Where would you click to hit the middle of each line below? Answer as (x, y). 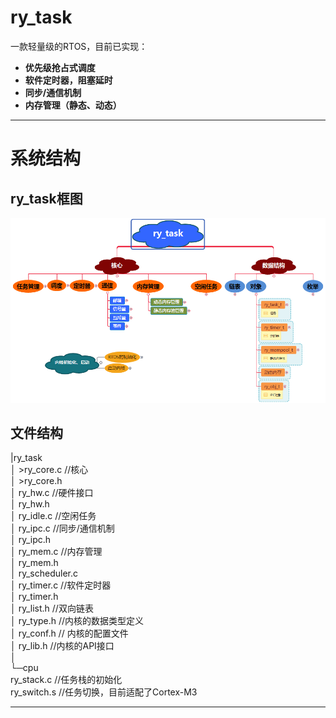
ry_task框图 (46, 198)
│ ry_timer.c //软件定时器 (61, 585)
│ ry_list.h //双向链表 (52, 608)
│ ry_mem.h (34, 563)
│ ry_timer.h (34, 597)
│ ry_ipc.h (31, 540)
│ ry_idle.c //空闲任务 (53, 516)
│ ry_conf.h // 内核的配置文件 (69, 633)
